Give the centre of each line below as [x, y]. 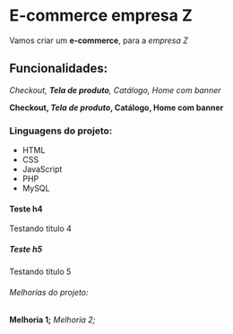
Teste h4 [26, 209]
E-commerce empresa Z [101, 16]
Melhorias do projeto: [49, 292]
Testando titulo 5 [40, 272]
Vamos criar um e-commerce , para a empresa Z [99, 40]
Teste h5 [26, 249]
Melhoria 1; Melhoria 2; [52, 320]
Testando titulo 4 [40, 228]
